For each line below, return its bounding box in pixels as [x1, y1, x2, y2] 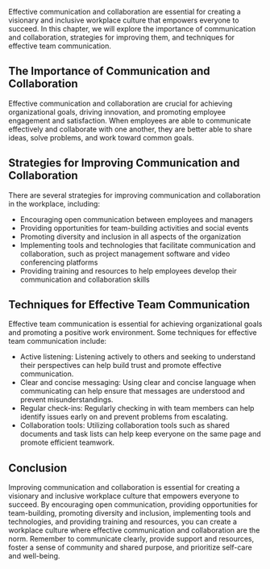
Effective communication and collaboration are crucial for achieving [8, 98, 233, 108]
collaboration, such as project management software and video [19, 249, 231, 258]
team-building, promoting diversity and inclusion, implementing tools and [8, 508, 251, 518]
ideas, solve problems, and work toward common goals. [8, 132, 195, 142]
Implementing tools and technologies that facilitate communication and [19, 240, 256, 249]
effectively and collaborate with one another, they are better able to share [8, 124, 252, 134]
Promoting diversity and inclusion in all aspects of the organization [19, 232, 242, 241]
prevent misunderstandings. [19, 395, 114, 404]
